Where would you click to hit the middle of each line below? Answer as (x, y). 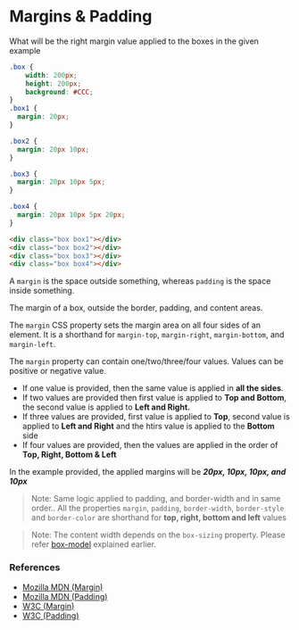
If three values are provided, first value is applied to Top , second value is (156, 417)
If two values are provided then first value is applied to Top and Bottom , (154, 398)
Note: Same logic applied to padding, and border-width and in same (156, 499)
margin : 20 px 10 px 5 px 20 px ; (71, 215)
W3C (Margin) (48, 606)
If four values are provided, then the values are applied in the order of (150, 445)
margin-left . (33, 344)
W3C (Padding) (50, 615)
